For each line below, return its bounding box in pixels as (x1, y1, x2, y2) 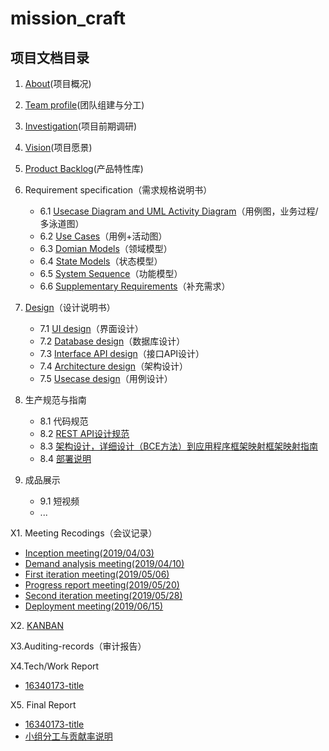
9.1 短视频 (39, 495, 80, 507)
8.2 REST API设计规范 (39, 428, 130, 439)
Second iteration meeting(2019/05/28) (24, 590, 183, 601)
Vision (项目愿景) (24, 142, 93, 153)
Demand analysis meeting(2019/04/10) (24, 558, 185, 569)
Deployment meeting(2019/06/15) (24, 600, 164, 612)
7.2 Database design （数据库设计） (39, 335, 186, 347)
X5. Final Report (10, 699, 77, 711)
